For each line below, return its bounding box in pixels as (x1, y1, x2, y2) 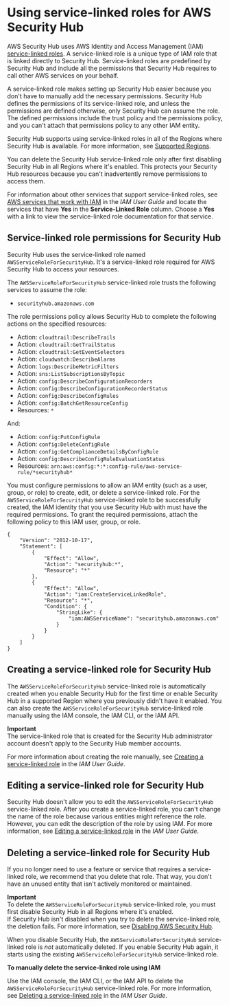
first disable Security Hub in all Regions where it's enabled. (7, 908, 173, 916)
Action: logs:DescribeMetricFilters (16, 362, 119, 370)
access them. (7, 177, 46, 185)
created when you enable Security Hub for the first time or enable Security (7, 689, 218, 697)
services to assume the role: (7, 285, 87, 293)
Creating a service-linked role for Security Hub (7, 664, 211, 675)
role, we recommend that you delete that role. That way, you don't (25, 873, 213, 881)
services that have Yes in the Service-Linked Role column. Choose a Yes (7, 205, 215, 213)
